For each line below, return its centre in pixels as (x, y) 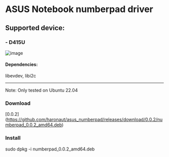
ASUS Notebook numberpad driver (79, 9)
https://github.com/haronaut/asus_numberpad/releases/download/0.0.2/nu (85, 120)
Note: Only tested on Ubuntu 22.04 (41, 90)
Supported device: (35, 28)
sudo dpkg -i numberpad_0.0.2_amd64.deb (50, 149)
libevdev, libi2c (21, 76)
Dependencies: (22, 64)
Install (13, 138)
